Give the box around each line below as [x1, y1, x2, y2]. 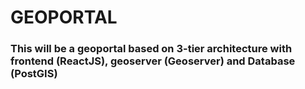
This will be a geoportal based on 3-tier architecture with [10, 42, 293, 56]
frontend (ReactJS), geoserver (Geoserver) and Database [10, 54, 296, 68]
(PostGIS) [10, 67, 58, 81]
